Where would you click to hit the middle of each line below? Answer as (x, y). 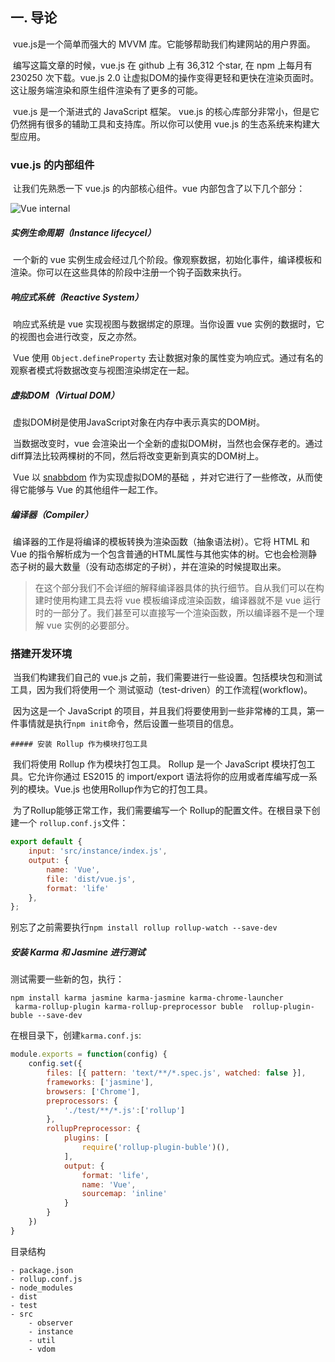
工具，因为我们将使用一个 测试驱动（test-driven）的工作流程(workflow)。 (161, 690)
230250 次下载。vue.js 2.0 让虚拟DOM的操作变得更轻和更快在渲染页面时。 (165, 77)
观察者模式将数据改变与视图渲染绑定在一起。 (102, 370)
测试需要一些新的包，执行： (67, 979)
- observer (51, 1323)
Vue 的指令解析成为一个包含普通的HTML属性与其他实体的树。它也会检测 (159, 554)
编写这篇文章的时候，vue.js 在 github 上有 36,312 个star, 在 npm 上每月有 (162, 65)
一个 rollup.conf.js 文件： (73, 823)
